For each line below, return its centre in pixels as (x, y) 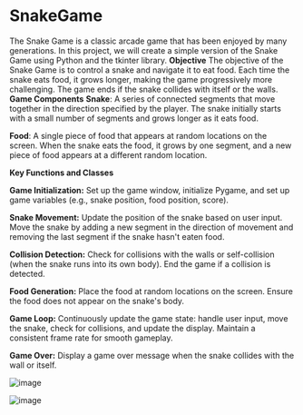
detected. (27, 273)
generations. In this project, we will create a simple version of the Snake (144, 50)
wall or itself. (33, 365)
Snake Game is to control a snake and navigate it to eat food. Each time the (150, 70)
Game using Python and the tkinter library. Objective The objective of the (147, 60)
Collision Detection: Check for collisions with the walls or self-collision (142, 254)
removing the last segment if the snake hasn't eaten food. (117, 236)
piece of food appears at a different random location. (108, 154)
